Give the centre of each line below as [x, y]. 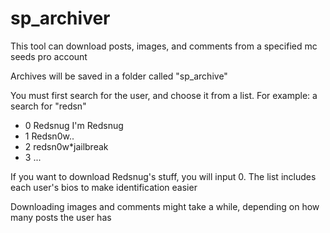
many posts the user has [61, 217]
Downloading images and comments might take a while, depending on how [165, 206]
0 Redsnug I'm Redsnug [74, 125]
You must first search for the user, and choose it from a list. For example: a [164, 95]
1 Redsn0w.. [49, 136]
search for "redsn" [48, 106]
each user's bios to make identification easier [104, 187]
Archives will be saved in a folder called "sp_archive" [119, 76]
